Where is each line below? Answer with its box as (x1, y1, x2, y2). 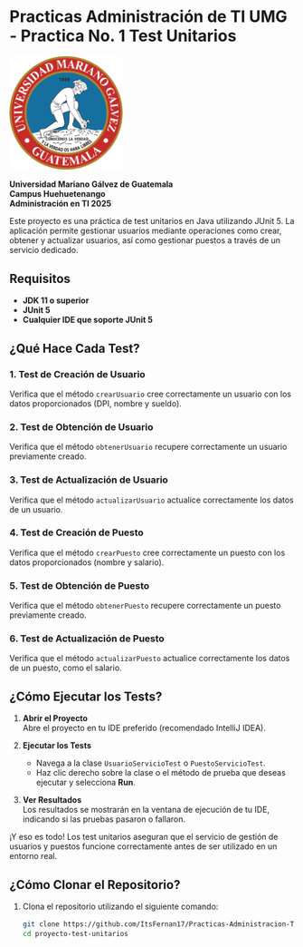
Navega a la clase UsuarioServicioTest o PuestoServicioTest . (35, 757, 266, 768)
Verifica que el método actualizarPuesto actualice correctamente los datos (9, 653, 290, 664)
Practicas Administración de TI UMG (9, 6, 288, 27)
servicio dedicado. (9, 245, 79, 256)
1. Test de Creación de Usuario (9, 367, 147, 380)
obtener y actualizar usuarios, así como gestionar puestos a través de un (9, 235, 281, 246)
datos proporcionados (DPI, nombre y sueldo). (9, 397, 183, 409)
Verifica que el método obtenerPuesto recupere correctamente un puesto (9, 600, 281, 611)
